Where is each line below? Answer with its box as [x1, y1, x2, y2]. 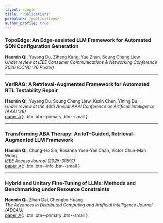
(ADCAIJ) [5, 207, 24, 213]
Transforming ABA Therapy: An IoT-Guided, [5, 130, 111, 137]
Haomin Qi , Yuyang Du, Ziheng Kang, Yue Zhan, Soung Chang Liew [5, 54, 140, 60]
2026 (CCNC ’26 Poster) [5, 64, 54, 70]
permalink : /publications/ [5, 16, 60, 21]
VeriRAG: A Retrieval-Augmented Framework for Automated [5, 81, 150, 88]
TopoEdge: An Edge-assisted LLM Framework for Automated [5, 37, 151, 44]
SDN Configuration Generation [5, 43, 79, 50]
